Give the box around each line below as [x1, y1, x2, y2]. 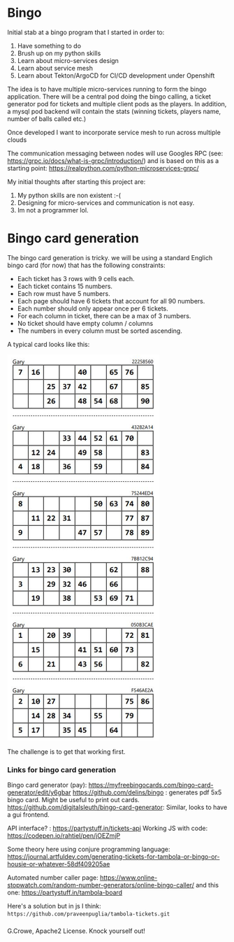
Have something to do [17, 41, 82, 50]
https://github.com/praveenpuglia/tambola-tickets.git [7, 911, 170, 918]
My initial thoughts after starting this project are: [7, 177, 146, 186]
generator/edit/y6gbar [7, 788, 71, 797]
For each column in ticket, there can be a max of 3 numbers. [17, 311, 191, 320]
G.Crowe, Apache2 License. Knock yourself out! [7, 927, 145, 935]
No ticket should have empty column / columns [17, 319, 154, 327]
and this [195, 881, 219, 890]
